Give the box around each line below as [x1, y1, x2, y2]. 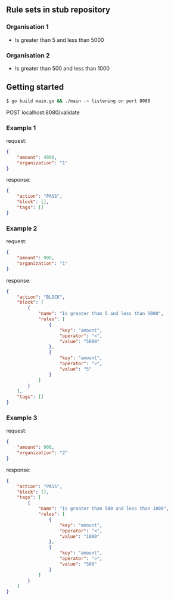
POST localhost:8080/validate [6, 109, 80, 116]
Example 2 [6, 224, 38, 232]
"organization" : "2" [17, 450, 68, 456]
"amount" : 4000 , [17, 154, 58, 160]
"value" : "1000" [59, 533, 100, 540]
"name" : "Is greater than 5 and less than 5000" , [38, 311, 164, 317]
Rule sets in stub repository [6, 5, 111, 15]
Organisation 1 [6, 23, 49, 31]
